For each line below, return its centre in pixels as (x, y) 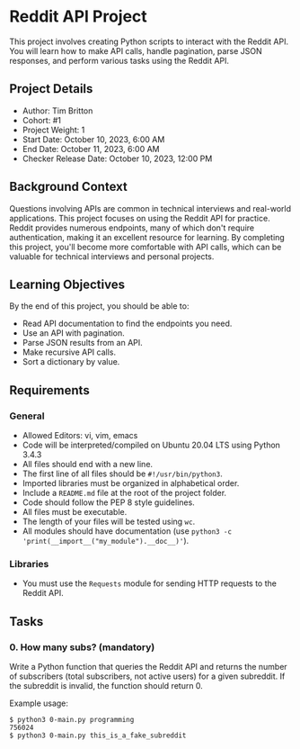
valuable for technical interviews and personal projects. (112, 256)
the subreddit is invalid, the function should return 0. (106, 686)
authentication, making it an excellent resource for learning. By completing (147, 237)
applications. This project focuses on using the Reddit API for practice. (140, 218)
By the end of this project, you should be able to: (99, 306)
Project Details (51, 89)
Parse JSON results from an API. (83, 343)
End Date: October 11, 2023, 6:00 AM (91, 149)
